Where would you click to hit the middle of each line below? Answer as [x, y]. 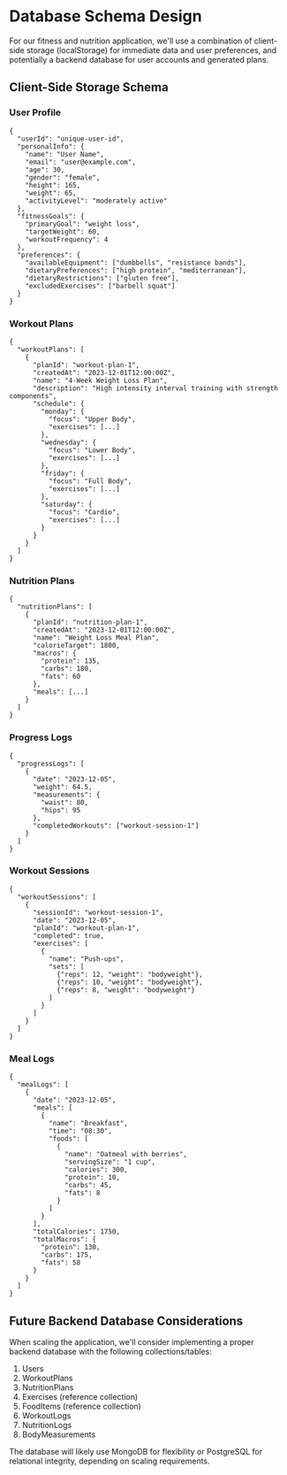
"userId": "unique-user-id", [71, 139]
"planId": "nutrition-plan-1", [90, 622]
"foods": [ [68, 1139]
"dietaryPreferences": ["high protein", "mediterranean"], [136, 270]
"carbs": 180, [67, 669]
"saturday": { [67, 504]
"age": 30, [45, 170]
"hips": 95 [61, 810]
